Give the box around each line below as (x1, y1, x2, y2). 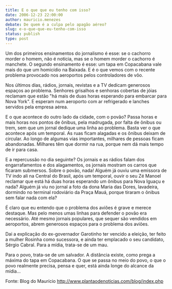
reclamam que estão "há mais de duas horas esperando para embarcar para (5, 93, 167, 99)
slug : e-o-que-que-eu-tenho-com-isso (5, 27, 86, 32)
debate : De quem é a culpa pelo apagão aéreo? (5, 22, 107, 27)
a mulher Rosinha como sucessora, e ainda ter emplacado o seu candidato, (5, 236, 165, 242)
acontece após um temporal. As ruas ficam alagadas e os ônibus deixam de (5, 130, 166, 136)
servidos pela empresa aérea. (5, 104, 68, 110)
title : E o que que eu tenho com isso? (5, 7, 91, 13)
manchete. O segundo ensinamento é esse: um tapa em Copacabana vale (5, 61, 162, 67)
